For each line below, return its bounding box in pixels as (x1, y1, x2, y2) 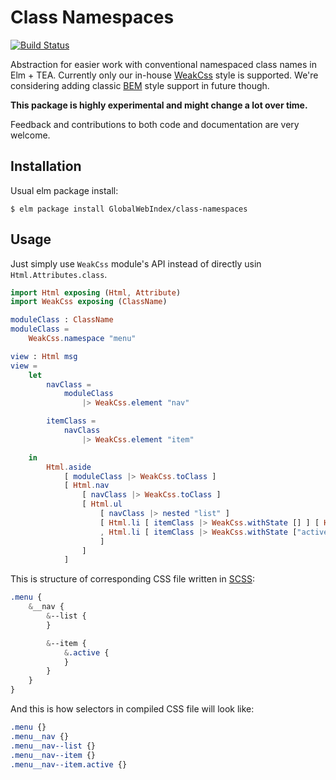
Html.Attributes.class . (10, 268, 108, 280)
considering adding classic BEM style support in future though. (10, 79, 270, 91)
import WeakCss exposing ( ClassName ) (10, 297, 168, 307)
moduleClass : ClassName (10, 315, 114, 325)
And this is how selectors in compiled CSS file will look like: (10, 703, 255, 715)
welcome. (10, 129, 51, 141)
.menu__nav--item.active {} (10, 759, 128, 770)
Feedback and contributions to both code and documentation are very (10, 118, 300, 130)
